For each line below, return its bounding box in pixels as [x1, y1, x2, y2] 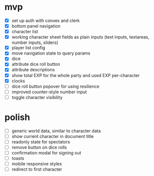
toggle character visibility [11, 94, 63, 100]
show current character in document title [11, 133, 94, 139]
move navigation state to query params [11, 50, 91, 56]
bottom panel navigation [11, 23, 60, 29]
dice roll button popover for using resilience [11, 83, 99, 89]
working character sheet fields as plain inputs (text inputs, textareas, [11, 34, 150, 40]
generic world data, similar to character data [11, 128, 101, 134]
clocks [11, 78, 25, 84]
